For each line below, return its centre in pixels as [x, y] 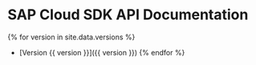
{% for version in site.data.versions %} [71, 37]
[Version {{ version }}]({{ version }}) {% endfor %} [102, 52]
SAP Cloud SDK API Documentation [128, 15]
